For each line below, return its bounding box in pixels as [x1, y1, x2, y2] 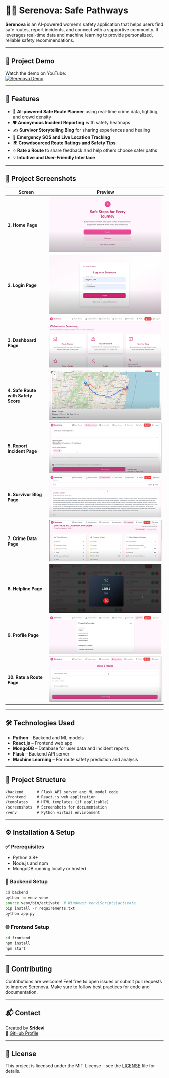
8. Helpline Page [7, 586, 43, 592]
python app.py [5, 911, 35, 917]
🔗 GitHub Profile [5, 1030, 39, 1036]
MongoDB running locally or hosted [12, 866, 87, 872]
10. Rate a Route [7, 674, 43, 680]
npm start [5, 946, 26, 951]
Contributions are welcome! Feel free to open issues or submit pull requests [5, 978, 162, 984]
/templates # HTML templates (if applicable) [5, 799, 109, 804]
